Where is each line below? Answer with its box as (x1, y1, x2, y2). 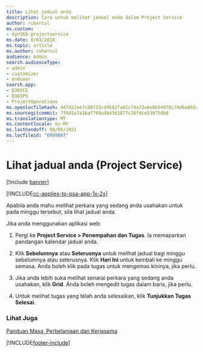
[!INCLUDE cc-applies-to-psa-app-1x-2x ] (6, 190, 108, 197)
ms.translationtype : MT (6, 115, 66, 121)
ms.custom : (6, 25, 34, 32)
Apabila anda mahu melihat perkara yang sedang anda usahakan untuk (6, 202, 183, 209)
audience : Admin (6, 54, 47, 60)
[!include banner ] (6, 178, 50, 185)
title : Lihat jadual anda (6, 8, 71, 15)
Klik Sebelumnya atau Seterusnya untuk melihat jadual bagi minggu (14, 249, 185, 257)
